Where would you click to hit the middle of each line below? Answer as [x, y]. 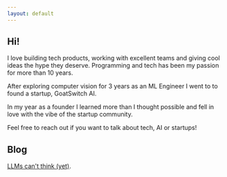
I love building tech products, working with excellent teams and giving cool [113, 58]
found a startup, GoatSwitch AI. [52, 93]
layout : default [30, 13]
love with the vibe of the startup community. [70, 114]
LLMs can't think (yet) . [39, 166]
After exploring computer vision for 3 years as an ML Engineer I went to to [112, 86]
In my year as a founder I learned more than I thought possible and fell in [111, 107]
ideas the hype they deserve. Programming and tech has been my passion [113, 66]
